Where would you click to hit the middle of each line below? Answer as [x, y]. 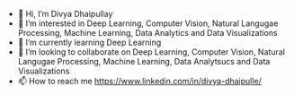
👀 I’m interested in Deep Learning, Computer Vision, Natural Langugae [148, 23]
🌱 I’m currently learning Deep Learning [89, 42]
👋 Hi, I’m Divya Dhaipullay [65, 14]
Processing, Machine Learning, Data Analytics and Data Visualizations [147, 33]
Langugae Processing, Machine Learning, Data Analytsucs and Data [144, 61]
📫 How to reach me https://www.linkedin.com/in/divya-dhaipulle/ [140, 81]
